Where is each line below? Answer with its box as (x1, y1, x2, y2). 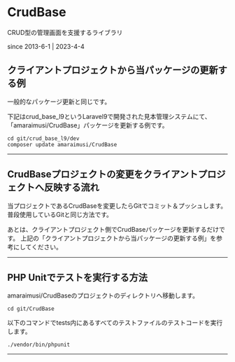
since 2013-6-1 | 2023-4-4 (7, 42, 85, 50)
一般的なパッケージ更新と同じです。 (7, 97, 111, 106)
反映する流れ (43, 181, 99, 193)
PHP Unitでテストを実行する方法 (7, 271, 148, 284)
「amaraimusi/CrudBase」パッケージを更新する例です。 (7, 120, 169, 130)
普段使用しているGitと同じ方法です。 (7, 210, 113, 218)
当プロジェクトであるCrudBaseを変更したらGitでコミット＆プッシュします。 (7, 201, 227, 210)
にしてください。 (13, 242, 63, 251)
